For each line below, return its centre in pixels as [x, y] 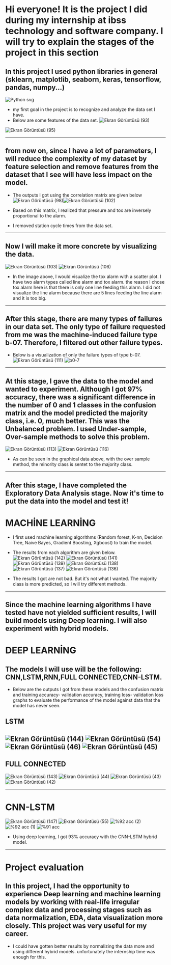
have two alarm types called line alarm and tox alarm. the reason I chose [89, 282]
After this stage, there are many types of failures [84, 319]
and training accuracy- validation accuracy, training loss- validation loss [88, 695]
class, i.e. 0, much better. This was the [67, 421]
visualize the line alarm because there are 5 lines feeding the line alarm [87, 293]
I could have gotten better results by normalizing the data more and [83, 946]
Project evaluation [45, 867]
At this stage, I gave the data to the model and [79, 381]
